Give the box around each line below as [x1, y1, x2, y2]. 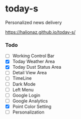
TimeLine [12, 75, 32, 81]
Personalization [12, 109, 45, 115]
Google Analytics [12, 98, 48, 104]
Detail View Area [12, 70, 47, 76]
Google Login [12, 92, 40, 98]
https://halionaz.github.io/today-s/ [5, 29, 76, 35]
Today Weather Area [12, 58, 55, 65]
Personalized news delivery [5, 19, 62, 25]
